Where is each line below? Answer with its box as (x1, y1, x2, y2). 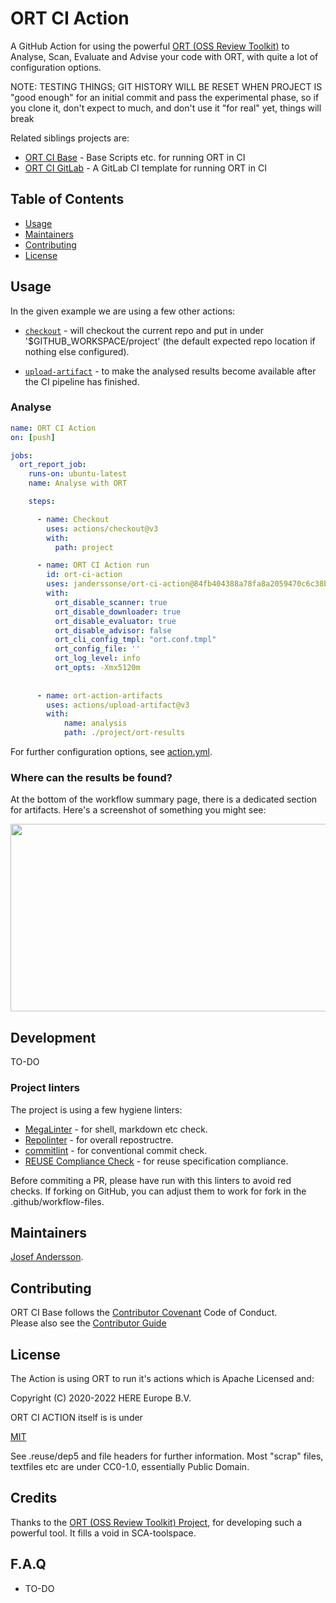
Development (10, 1029, 97, 1046)
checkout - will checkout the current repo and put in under (24, 324, 264, 336)
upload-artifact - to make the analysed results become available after (24, 365, 317, 377)
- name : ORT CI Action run (36, 560, 150, 571)
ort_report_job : (19, 460, 87, 470)
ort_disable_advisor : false (54, 625, 172, 636)
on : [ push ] (10, 432, 56, 442)
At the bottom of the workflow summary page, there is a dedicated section (10, 793, 318, 806)
